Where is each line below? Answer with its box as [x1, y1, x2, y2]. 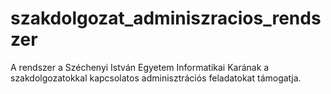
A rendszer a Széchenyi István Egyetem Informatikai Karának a [10, 61, 270, 73]
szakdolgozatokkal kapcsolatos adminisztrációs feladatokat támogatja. [10, 72, 302, 84]
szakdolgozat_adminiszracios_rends [10, 7, 322, 30]
